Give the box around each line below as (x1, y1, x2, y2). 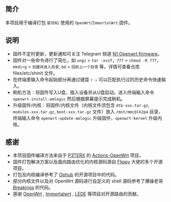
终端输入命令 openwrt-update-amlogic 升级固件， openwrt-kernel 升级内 (12, 115, 162, 121)
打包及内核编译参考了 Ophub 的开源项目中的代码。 (12, 172, 120, 178)
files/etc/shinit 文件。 (12, 70, 58, 76)
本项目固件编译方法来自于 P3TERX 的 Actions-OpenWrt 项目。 (12, 152, 144, 158)
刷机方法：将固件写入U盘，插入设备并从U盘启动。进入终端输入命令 (12, 89, 155, 95)
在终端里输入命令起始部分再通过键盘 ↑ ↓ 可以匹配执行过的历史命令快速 (12, 76, 162, 82)
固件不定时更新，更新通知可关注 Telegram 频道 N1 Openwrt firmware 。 (12, 50, 162, 57)
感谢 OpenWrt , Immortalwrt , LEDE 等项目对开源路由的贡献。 (12, 191, 142, 197)
